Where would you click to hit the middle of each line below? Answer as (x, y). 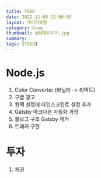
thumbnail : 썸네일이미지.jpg (38, 33)
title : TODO (20, 11)
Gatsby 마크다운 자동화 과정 (46, 111)
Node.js (25, 73)
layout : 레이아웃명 (27, 22)
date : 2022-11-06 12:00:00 (39, 17)
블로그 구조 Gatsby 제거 (42, 119)
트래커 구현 (27, 126)
